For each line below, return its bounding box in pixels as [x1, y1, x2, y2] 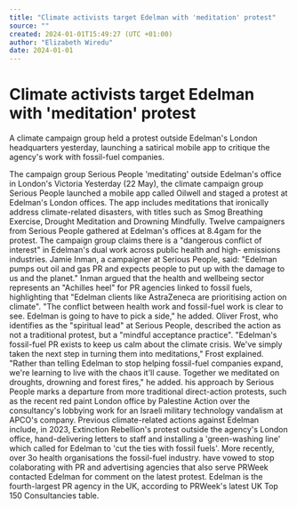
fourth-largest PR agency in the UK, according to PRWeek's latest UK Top [9, 481, 278, 492]
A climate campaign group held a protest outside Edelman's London [9, 133, 258, 143]
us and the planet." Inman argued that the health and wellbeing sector [9, 273, 265, 284]
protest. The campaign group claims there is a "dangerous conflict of [9, 235, 262, 246]
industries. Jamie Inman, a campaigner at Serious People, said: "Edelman [9, 254, 277, 265]
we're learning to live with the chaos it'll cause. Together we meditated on [9, 367, 280, 378]
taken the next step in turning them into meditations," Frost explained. [9, 349, 264, 359]
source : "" [9, 21, 50, 30]
